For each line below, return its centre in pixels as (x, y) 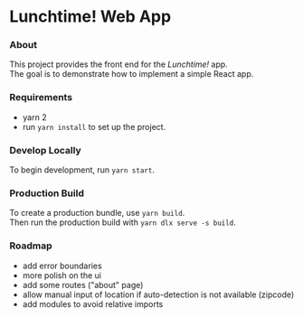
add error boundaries (62, 266)
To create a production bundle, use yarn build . (97, 213)
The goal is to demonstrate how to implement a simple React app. (132, 74)
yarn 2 (34, 117)
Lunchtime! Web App (90, 17)
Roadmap (31, 246)
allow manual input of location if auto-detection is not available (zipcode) (158, 294)
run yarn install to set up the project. (94, 126)
